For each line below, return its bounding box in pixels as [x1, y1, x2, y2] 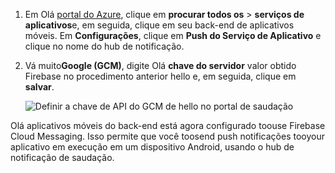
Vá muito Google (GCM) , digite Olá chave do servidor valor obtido [24, 60, 297, 71]
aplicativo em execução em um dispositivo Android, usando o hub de [10, 141, 295, 153]
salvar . [24, 81, 55, 93]
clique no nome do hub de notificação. [24, 40, 185, 52]
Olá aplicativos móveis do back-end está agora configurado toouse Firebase [10, 120, 326, 131]
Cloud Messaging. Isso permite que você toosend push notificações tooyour [10, 130, 325, 142]
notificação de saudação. [10, 152, 115, 163]
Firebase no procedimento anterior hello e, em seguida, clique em [24, 70, 297, 82]
